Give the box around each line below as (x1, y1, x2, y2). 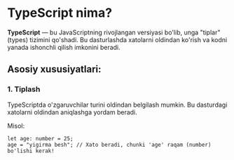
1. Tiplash (7, 84, 41, 94)
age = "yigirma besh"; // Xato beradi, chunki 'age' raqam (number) (7, 141, 212, 148)
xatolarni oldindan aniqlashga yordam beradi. (7, 107, 138, 116)
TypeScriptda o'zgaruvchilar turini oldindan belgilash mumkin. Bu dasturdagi (7, 100, 228, 109)
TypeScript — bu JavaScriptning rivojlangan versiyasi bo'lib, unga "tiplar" (7, 28, 221, 36)
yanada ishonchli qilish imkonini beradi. (7, 43, 121, 51)
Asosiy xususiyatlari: (7, 63, 102, 75)
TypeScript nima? (7, 5, 113, 21)
